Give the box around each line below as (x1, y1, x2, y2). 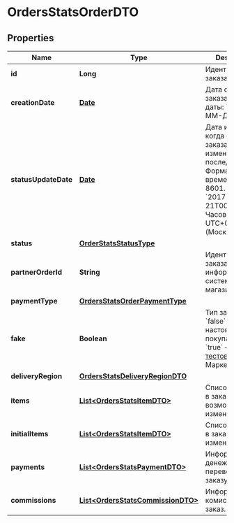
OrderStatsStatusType (79, 238, 155, 248)
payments (10, 462, 45, 472)
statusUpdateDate (10, 175, 73, 184)
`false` (205, 316, 226, 326)
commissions (10, 496, 56, 505)
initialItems (10, 429, 49, 438)
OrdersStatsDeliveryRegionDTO (79, 371, 187, 381)
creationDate (10, 98, 55, 107)
